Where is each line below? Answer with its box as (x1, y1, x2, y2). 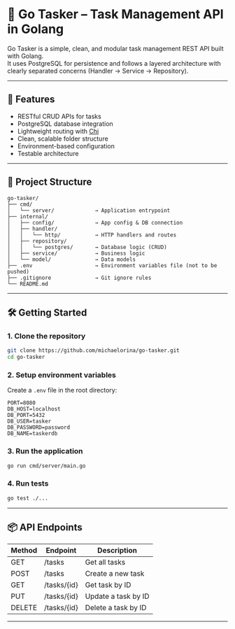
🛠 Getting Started (7, 306, 87, 318)
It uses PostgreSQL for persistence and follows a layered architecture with (7, 59, 222, 67)
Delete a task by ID (85, 603, 147, 613)
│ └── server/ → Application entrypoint (7, 206, 171, 214)
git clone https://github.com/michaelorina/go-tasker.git (7, 347, 180, 354)
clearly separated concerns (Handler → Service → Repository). (7, 66, 189, 75)
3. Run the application (7, 446, 83, 456)
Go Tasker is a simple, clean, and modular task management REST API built (7, 44, 224, 52)
